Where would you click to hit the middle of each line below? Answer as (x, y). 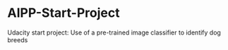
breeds (18, 39)
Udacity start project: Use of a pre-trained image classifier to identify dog (114, 32)
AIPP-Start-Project (64, 13)
